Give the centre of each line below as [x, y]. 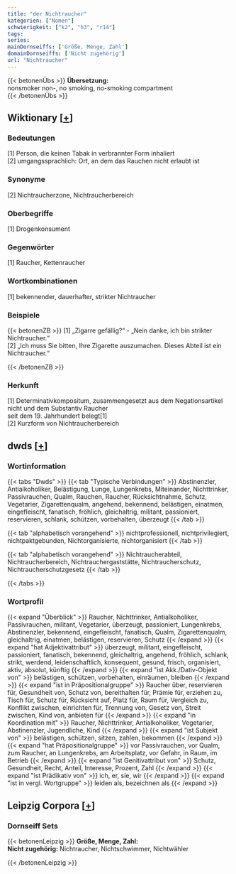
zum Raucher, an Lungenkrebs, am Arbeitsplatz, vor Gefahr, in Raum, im [112, 753]
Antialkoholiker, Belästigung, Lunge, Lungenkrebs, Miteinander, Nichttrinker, [118, 489]
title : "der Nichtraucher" [47, 14]
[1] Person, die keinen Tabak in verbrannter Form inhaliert [91, 153]
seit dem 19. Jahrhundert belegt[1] [57, 416]
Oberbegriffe [30, 213]
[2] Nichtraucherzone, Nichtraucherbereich [71, 195]
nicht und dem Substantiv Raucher [58, 409]
